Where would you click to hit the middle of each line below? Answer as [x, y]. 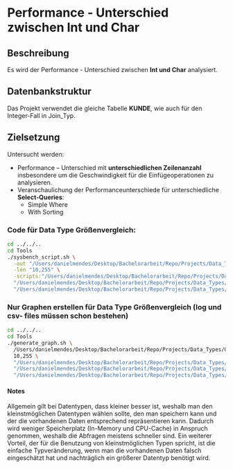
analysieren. [35, 182]
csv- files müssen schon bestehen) [68, 316]
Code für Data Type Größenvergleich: [72, 230]
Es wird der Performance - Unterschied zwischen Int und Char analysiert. [112, 70]
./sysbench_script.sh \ [42, 257]
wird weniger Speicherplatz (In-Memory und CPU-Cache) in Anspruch [107, 429]
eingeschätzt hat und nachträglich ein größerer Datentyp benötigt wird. [109, 458]
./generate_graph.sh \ [40, 343]
